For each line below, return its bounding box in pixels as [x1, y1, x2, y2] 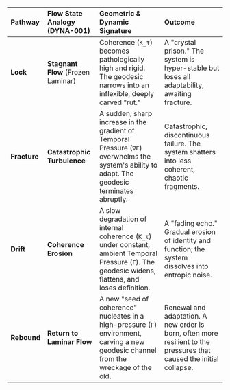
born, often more [164, 329, 218, 338]
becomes [99, 46, 130, 56]
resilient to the [164, 337, 210, 346]
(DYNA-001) [47, 26, 90, 35]
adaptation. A [164, 312, 207, 321]
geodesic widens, [99, 266, 156, 275]
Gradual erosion [164, 227, 216, 236]
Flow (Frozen [47, 68, 90, 77]
